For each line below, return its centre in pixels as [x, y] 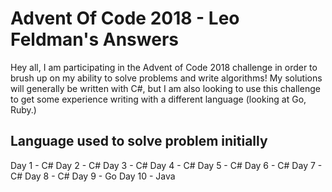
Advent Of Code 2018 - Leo [125, 18]
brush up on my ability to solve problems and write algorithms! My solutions [166, 78]
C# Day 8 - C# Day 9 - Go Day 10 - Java [93, 176]
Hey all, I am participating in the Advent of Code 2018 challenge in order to [164, 67]
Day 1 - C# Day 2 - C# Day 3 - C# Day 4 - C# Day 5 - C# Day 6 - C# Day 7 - [166, 165]
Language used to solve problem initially [139, 141]
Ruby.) [23, 109]
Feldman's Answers [94, 39]
